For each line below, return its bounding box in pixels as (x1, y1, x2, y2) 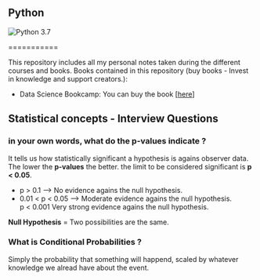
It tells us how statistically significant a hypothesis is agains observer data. (8, 153, 249, 163)
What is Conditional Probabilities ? (8, 237, 143, 248)
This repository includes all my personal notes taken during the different (8, 57, 241, 67)
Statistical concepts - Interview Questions (8, 112, 219, 125)
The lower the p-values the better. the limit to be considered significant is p (8, 162, 252, 171)
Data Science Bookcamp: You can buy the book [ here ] (19, 89, 195, 99)
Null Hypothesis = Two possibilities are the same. (8, 217, 170, 227)
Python (8, 6, 45, 20)
